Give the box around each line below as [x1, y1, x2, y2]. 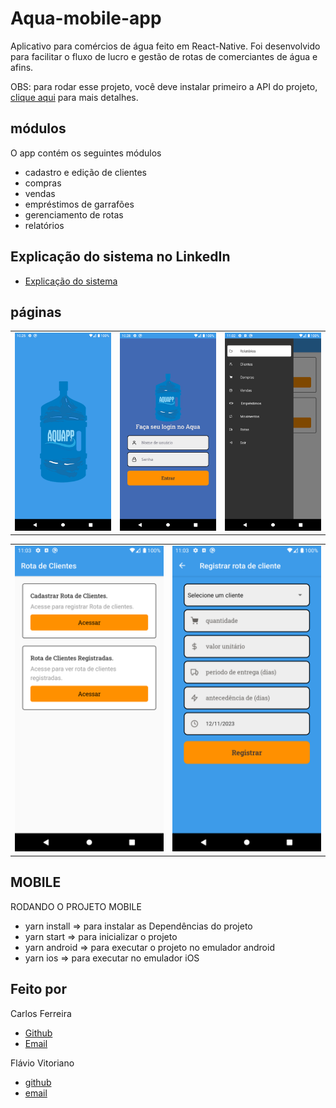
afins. [10, 61, 34, 73]
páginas [10, 303, 62, 321]
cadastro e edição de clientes [24, 166, 147, 178]
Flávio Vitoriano [10, 1057, 75, 1069]
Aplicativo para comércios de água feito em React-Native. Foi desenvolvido [10, 40, 321, 52]
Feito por [10, 981, 67, 998]
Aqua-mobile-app [10, 7, 162, 30]
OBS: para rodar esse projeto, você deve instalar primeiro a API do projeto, [10, 80, 318, 92]
